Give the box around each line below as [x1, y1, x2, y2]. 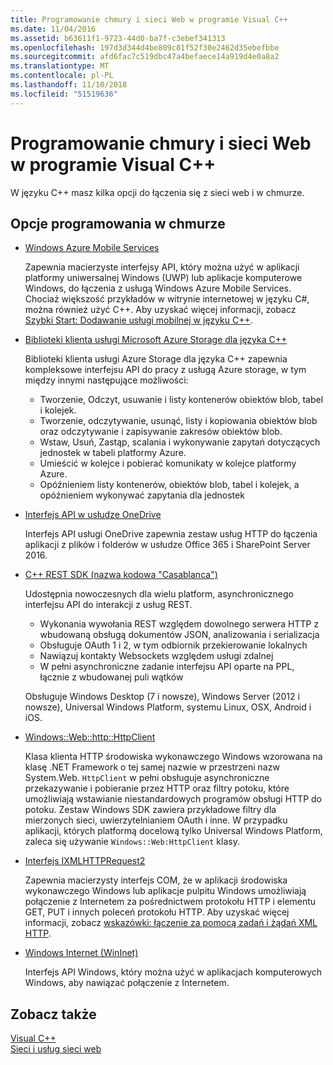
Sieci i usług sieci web [10, 1043, 102, 1055]
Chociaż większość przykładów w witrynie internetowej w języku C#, [24, 293, 310, 305]
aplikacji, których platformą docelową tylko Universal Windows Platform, [24, 825, 323, 837]
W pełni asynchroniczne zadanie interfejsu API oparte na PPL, [39, 661, 295, 673]
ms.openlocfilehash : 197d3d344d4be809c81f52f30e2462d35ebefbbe [10, 42, 280, 53]
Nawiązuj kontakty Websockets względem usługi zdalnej [39, 650, 274, 662]
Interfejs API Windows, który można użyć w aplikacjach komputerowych [24, 966, 323, 978]
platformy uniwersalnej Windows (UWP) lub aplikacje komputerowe [24, 272, 303, 284]
